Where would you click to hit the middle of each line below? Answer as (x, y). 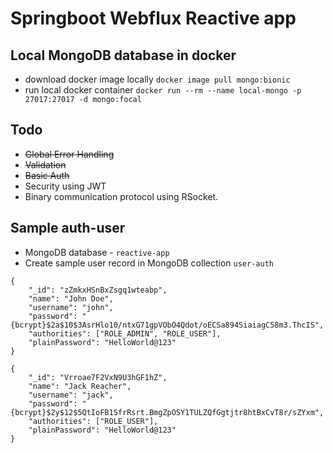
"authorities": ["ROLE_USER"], (93, 421)
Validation (45, 164)
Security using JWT (65, 186)
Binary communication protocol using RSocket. (121, 196)
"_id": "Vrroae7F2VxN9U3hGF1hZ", (98, 377)
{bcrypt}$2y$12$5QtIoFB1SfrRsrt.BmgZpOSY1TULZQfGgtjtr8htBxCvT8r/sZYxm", (167, 412)
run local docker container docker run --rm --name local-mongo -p (163, 90)
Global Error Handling (69, 154)
